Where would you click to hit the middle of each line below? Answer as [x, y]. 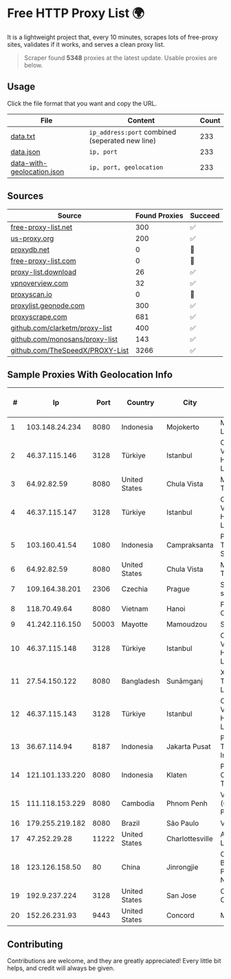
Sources [25, 196]
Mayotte [135, 624]
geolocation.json [37, 172]
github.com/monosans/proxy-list [64, 339]
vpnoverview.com [40, 283]
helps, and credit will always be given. [61, 968]
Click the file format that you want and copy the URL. [82, 103]
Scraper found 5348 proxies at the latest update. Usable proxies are [121, 58]
